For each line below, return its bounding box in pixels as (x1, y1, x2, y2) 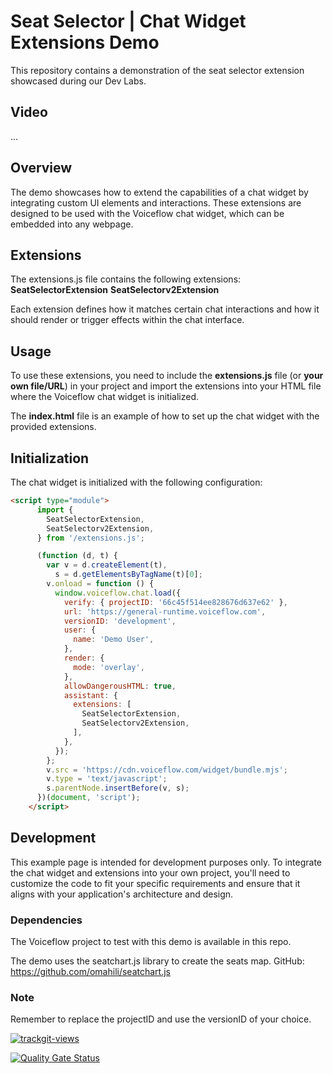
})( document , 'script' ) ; (36, 793, 141, 803)
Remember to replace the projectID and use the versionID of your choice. (10, 1013, 312, 1025)
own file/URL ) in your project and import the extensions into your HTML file (10, 380, 322, 392)
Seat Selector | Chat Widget (10, 10, 247, 33)
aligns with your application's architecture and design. (10, 888, 234, 900)
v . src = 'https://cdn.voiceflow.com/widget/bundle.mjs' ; (46, 765, 288, 775)
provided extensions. (10, 421, 97, 433)
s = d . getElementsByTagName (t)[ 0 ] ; (54, 570, 203, 580)
